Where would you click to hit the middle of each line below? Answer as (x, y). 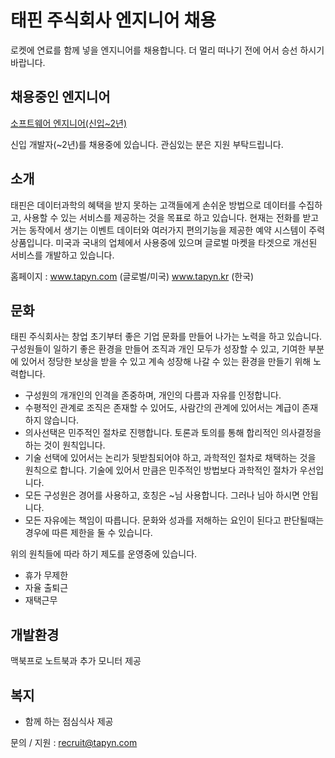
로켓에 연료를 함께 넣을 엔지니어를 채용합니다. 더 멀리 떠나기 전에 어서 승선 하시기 (167, 50)
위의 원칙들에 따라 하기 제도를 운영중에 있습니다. (104, 554)
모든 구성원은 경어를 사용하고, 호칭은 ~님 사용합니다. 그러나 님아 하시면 (162, 495)
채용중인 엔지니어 (60, 97)
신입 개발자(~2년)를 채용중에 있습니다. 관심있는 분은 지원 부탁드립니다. (147, 144)
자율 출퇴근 (46, 588)
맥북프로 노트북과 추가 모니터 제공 (76, 661)
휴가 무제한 (46, 575)
